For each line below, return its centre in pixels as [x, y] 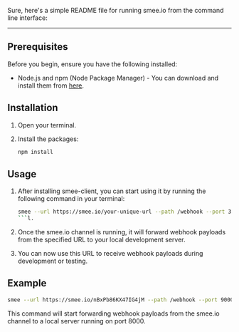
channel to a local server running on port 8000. [76, 321]
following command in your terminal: [71, 199]
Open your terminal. [47, 125]
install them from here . [51, 85]
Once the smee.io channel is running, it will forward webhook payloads [122, 232]
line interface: [27, 18]
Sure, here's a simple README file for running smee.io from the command [116, 10]
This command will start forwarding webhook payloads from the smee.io [113, 313]
